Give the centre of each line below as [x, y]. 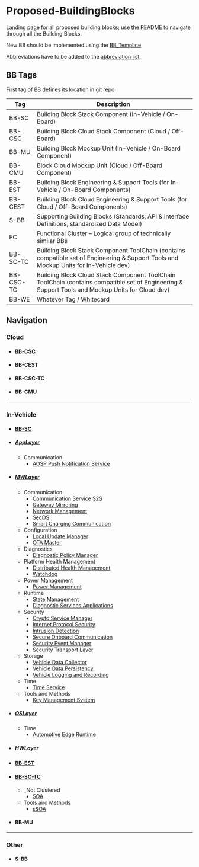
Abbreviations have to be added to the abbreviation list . [73, 56]
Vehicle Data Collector [60, 662]
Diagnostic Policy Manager [65, 555]
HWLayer [27, 748]
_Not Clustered [42, 790]
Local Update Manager [60, 536]
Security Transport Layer [63, 650]
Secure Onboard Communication [73, 637]
